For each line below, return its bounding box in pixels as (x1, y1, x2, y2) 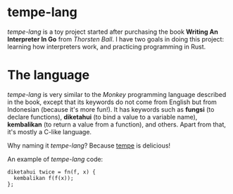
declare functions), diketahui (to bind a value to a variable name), (7, 112, 198, 121)
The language (7, 67, 90, 83)
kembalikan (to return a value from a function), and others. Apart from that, (7, 120, 227, 129)
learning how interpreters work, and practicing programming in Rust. (7, 42, 206, 51)
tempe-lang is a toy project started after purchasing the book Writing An (7, 27, 218, 36)
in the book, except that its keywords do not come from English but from (7, 98, 217, 106)
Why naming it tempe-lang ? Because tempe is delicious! (7, 141, 171, 150)
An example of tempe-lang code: (7, 155, 103, 163)
